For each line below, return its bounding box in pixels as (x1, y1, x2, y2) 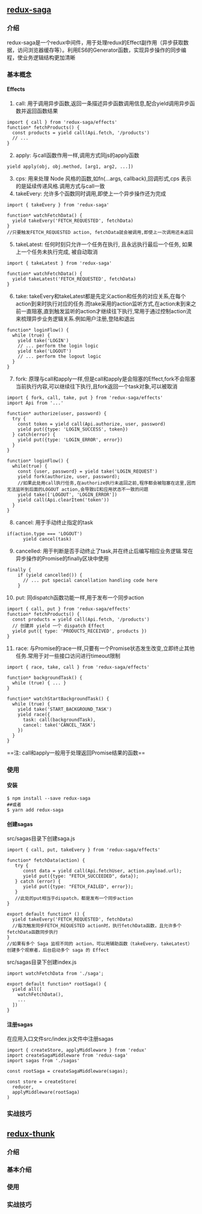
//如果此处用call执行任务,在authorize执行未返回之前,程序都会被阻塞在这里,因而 (17, 480, 196, 486)
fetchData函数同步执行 (7, 929, 58, 936)
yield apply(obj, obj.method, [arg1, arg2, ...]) (7, 164, 134, 170)
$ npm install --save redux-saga (7, 795, 91, 802)
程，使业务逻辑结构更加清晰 (7, 54, 76, 61)
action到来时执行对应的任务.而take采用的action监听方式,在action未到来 (15, 300, 191, 307)
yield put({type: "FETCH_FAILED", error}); (22, 884, 134, 890)
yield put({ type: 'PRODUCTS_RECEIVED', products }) (12, 628, 147, 634)
